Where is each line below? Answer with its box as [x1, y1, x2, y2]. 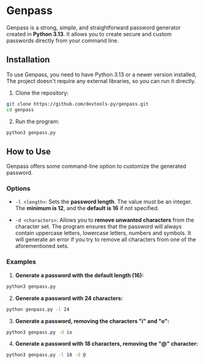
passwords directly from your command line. [6, 37, 119, 44]
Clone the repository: [15, 89, 69, 96]
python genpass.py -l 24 [6, 306, 70, 312]
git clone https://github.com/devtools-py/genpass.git [6, 101, 149, 107]
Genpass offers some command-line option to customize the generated [6, 162, 186, 170]
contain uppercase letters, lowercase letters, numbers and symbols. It [15, 230, 191, 237]
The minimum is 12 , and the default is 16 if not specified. [15, 205, 159, 212]
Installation [6, 54, 50, 65]
